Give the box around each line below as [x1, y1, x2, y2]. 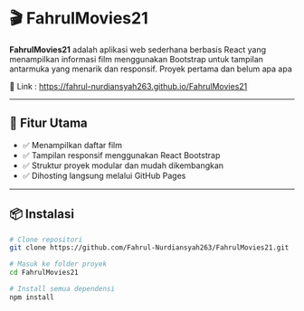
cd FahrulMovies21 [9, 269, 79, 278]
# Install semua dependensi [9, 285, 116, 294]
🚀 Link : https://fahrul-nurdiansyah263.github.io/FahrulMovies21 [9, 80, 248, 91]
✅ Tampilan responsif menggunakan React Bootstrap [22, 149, 221, 160]
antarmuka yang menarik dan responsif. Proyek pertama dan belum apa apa [9, 63, 292, 74]
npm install [9, 292, 54, 302]
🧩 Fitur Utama [9, 116, 88, 131]
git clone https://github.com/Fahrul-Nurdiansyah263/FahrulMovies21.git [9, 243, 290, 252]
